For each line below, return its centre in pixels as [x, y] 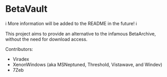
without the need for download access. [46, 39]
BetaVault [26, 9]
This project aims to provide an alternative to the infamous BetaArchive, [81, 33]
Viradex [21, 59]
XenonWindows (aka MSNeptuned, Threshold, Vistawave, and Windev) [87, 64]
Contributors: [19, 49]
